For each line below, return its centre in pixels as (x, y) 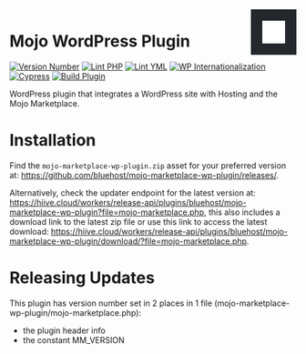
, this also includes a (242, 212)
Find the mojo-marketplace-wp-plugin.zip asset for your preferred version (148, 165)
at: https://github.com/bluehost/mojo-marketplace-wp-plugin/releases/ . (144, 175)
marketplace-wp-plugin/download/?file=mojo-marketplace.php (128, 241)
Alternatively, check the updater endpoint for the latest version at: (133, 192)
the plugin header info (64, 330)
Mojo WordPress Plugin (100, 41)
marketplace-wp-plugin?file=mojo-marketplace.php (107, 212)
